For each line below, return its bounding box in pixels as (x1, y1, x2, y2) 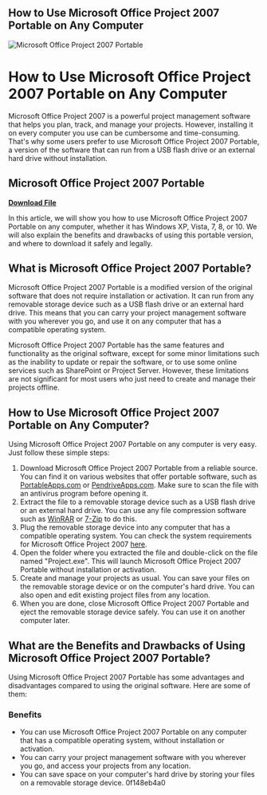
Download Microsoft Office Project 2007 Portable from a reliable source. (19, 464, 257, 473)
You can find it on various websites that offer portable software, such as (19, 472, 257, 481)
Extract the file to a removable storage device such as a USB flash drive (19, 497, 256, 507)
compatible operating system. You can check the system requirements (19, 531, 253, 541)
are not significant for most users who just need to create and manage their (8, 374, 257, 384)
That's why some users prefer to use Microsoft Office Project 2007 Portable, (8, 136, 260, 146)
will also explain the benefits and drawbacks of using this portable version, (8, 230, 253, 240)
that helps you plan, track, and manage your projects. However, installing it (8, 119, 253, 129)
